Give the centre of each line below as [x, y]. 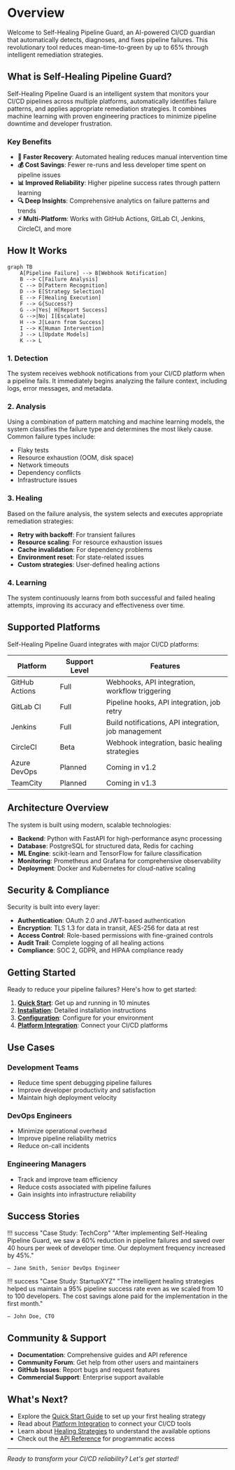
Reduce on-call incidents [53, 1146]
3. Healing [25, 498]
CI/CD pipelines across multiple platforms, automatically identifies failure [112, 101]
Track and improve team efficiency [67, 1179]
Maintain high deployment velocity [67, 1097]
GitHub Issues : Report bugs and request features [88, 1370]
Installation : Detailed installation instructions [82, 1011]
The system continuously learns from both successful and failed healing [111, 598]
